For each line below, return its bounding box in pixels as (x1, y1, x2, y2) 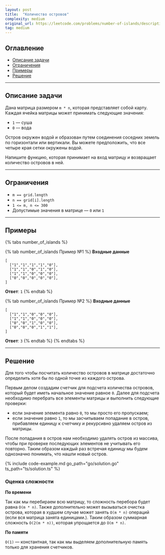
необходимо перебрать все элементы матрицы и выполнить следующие (5, 395, 159, 401)
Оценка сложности (5, 478, 54, 485)
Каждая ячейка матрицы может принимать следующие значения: (5, 110, 144, 116)
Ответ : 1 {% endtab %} (5, 289, 53, 295)
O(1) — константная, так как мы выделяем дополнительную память (5, 539, 148, 545)
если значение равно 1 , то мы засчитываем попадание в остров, (12, 415, 149, 421)
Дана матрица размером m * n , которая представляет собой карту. (5, 105, 148, 111)
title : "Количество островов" (5, 12, 69, 17)
